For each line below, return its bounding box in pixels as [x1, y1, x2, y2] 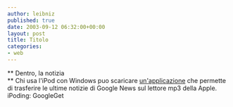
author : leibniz [7, 10, 55, 18]
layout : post [7, 30, 46, 37]
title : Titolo [7, 37, 49, 44]
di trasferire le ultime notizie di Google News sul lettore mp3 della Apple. [7, 84, 218, 92]
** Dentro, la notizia [7, 68, 65, 77]
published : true [7, 17, 55, 24]
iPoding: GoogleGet [7, 91, 65, 99]
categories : [7, 43, 42, 50]
